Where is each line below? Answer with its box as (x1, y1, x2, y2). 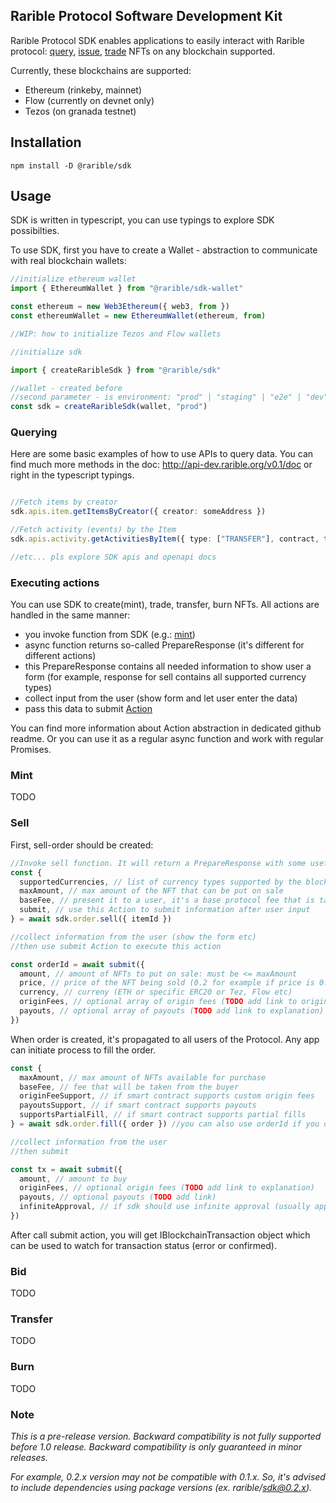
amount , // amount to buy (19, 1174, 128, 1184)
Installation (10, 134, 82, 151)
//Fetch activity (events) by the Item (10, 525, 177, 535)
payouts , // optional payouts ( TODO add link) (19, 1192, 217, 1203)
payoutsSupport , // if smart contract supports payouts (19, 1100, 257, 1111)
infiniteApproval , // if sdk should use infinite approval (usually (19, 1202, 311, 1212)
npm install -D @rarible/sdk (10, 160, 132, 171)
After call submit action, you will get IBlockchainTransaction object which (10, 1229, 311, 1241)
